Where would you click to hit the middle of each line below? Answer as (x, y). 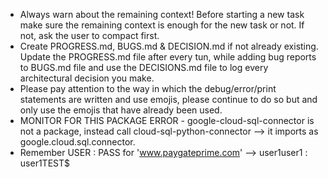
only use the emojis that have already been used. (121, 110)
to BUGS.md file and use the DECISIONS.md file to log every (144, 67)
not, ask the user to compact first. (89, 35)
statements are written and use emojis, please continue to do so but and (168, 99)
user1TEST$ (44, 163)
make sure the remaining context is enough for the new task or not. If (162, 25)
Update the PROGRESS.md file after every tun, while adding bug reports (168, 57)
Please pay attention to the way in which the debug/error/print (148, 88)
